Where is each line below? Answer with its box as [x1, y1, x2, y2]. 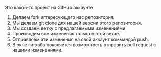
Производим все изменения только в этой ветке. [12, 31, 121, 36]
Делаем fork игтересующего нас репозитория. [12, 14, 115, 20]
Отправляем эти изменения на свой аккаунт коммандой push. [12, 36, 149, 42]
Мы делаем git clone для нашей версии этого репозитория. [12, 20, 142, 26]
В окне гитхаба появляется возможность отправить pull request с [12, 42, 156, 48]
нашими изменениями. [12, 47, 63, 53]
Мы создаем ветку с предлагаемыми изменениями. [12, 25, 127, 31]
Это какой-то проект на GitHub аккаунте [5, 5, 93, 10]
